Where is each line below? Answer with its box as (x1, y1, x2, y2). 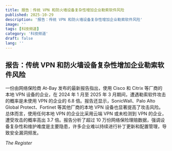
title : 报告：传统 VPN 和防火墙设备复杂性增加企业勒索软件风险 (5, 7, 124, 13)
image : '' (5, 21, 27, 27)
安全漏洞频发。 (9, 130, 41, 136)
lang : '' (5, 41, 24, 46)
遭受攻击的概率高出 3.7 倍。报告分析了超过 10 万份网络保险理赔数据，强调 (5, 117, 161, 123)
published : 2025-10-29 (5, 12, 54, 17)
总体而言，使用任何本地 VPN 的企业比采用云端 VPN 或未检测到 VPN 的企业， (5, 110, 167, 116)
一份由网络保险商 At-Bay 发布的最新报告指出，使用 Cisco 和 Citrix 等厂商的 (5, 85, 163, 91)
